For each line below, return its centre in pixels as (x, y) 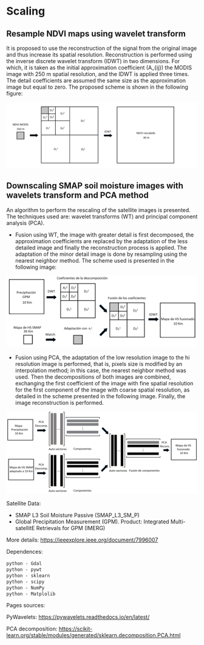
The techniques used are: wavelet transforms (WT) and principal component (102, 216)
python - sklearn (28, 576)
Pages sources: (26, 605)
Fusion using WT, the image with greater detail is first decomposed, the (104, 235)
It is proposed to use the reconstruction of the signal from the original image (102, 48)
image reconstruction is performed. (59, 402)
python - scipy (25, 582)
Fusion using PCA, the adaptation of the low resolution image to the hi (102, 357)
